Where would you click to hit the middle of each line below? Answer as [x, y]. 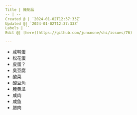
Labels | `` [17, 28]
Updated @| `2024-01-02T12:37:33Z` [42, 24]
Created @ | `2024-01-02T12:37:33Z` [43, 19]
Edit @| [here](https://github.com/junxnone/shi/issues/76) [69, 33]
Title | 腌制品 [20, 10]
